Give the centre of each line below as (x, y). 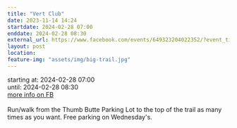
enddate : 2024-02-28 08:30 (47, 33)
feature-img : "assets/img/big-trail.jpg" (69, 60)
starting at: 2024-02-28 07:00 (51, 79)
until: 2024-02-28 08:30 (43, 87)
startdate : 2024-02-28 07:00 (50, 27)
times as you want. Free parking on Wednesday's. (80, 117)
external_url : (28, 40)
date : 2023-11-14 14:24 (42, 20)
